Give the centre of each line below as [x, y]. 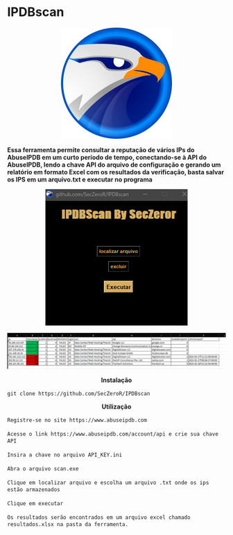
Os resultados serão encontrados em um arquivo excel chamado [99, 517]
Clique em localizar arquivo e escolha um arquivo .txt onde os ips [108, 483]
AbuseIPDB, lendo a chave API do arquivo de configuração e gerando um [114, 165]
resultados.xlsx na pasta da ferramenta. [68, 524]
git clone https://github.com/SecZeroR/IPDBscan [79, 393]
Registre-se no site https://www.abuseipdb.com [77, 420]
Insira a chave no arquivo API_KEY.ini [65, 455]
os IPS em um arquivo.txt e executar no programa [80, 179]
